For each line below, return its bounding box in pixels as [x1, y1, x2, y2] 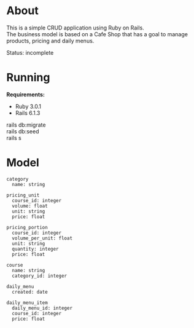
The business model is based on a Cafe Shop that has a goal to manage [6, 30, 188, 37]
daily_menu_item [6, 299, 48, 306]
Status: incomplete [6, 49, 54, 56]
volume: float [12, 203, 48, 209]
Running [6, 71, 50, 85]
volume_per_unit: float [12, 235, 72, 241]
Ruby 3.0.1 [15, 103, 42, 110]
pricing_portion [6, 224, 48, 230]
